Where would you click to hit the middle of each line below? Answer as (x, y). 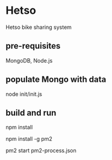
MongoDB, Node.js (29, 60)
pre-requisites (33, 46)
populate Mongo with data (56, 80)
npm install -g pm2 (29, 139)
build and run (31, 113)
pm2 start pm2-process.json (41, 150)
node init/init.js (24, 94)
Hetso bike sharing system (39, 27)
